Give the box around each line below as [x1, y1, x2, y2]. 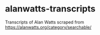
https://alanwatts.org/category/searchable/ [5, 24, 92, 30]
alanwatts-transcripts [5, 3, 96, 14]
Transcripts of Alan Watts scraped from [5, 19, 84, 25]
